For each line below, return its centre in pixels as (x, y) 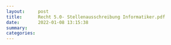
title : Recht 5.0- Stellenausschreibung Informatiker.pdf (86, 17)
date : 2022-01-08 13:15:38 (47, 22)
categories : (21, 33)
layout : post (28, 11)
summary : (17, 28)
